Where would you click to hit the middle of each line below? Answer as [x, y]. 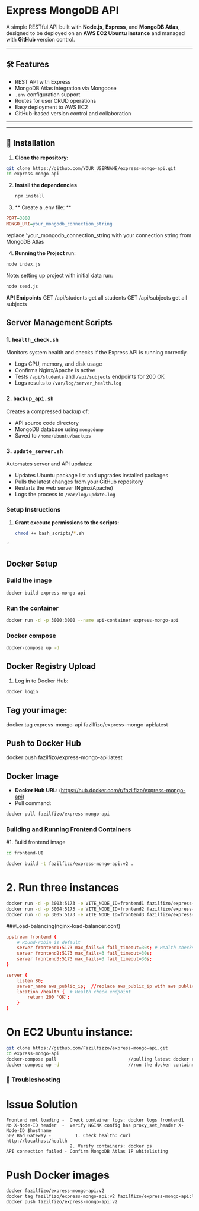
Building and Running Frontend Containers [69, 829]
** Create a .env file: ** [43, 207]
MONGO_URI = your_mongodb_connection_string [59, 224]
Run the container [33, 608]
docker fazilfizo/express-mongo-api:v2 [55, 1191]
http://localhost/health [37, 1141]
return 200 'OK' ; [49, 997]
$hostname [39, 1131]
